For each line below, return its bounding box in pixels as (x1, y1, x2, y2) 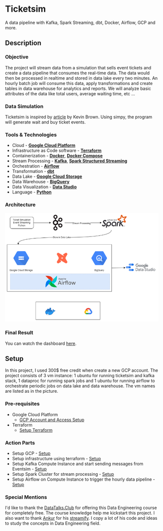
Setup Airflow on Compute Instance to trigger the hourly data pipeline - (12, 476, 155, 482)
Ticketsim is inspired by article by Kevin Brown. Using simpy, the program (5, 114, 152, 120)
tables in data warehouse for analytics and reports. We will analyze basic (5, 85, 151, 91)
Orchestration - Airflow (12, 163, 59, 169)
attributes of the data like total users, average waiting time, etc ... (5, 90, 135, 96)
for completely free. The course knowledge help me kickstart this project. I (5, 510, 155, 516)
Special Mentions (5, 493, 47, 500)
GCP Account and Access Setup (19, 417, 85, 423)
